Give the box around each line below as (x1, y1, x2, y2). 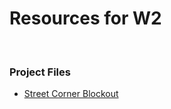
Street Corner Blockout (23, 88, 119, 100)
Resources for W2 (9, 7, 162, 30)
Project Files (9, 65, 71, 79)
